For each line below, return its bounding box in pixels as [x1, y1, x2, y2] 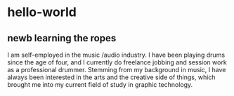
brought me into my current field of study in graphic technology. [7, 81, 193, 88]
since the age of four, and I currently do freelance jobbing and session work [7, 58, 227, 67]
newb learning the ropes [7, 32, 117, 44]
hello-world [7, 4, 77, 20]
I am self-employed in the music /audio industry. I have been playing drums [7, 50, 226, 59]
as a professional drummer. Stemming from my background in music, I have [7, 66, 226, 74]
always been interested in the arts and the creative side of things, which [7, 73, 216, 81]
